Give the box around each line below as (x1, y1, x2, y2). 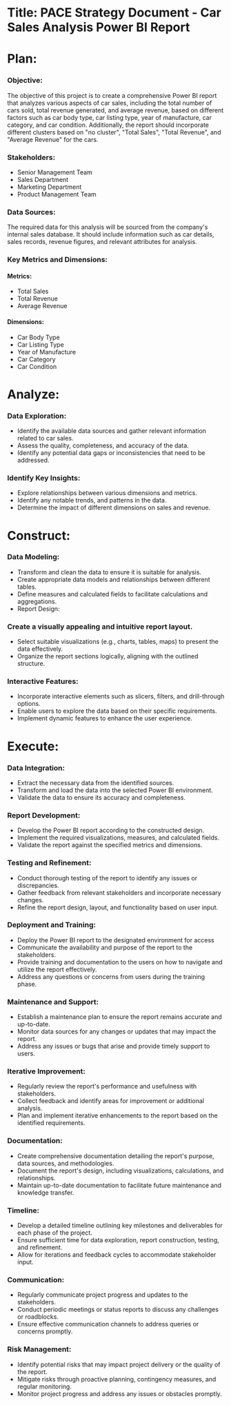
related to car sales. (17, 434, 74, 443)
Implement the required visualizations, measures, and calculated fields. (17, 833, 219, 842)
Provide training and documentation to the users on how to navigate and (17, 958, 223, 966)
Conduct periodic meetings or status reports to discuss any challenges (17, 1305, 219, 1314)
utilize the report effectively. (17, 965, 97, 973)
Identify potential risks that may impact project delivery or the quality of (17, 1360, 221, 1368)
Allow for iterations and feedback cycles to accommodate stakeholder (17, 1251, 217, 1259)
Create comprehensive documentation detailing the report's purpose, (17, 1151, 215, 1160)
